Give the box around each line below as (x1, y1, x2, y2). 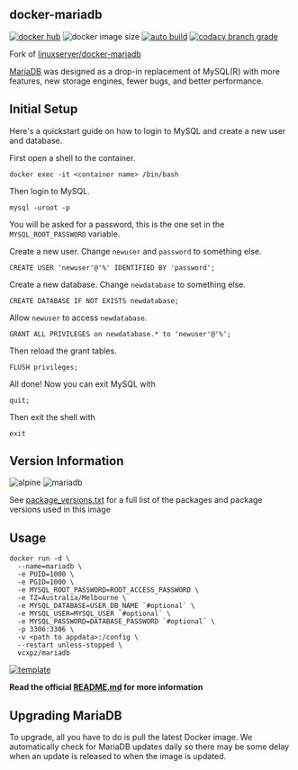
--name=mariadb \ (17, 562, 83, 571)
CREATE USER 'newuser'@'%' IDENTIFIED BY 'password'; (9, 263, 216, 273)
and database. (9, 135, 63, 146)
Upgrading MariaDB (9, 708, 122, 723)
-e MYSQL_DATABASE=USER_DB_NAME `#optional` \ (17, 602, 195, 611)
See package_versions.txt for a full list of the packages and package (9, 495, 263, 506)
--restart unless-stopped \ (17, 640, 123, 650)
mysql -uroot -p (9, 202, 70, 212)
